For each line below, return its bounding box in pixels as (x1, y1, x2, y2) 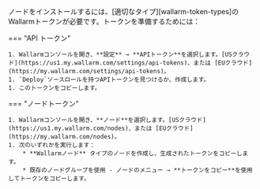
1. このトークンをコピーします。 (8, 84, 101, 92)
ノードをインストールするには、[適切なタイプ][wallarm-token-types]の (8, 7, 239, 16)
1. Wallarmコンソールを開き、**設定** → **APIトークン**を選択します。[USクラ (8, 50, 244, 58)
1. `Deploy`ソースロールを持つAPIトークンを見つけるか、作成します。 (8, 76, 210, 83)
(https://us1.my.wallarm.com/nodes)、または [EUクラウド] (8, 124, 194, 132)
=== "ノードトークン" (8, 99, 79, 108)
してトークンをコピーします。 (8, 175, 90, 183)
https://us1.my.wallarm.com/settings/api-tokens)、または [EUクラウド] (21, 59, 253, 67)
